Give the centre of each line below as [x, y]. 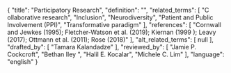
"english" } [23, 62]
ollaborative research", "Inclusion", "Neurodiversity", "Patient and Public [110, 17]
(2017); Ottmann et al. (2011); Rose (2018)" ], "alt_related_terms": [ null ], [111, 40]
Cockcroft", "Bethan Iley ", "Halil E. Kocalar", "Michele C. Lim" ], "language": [116, 54]
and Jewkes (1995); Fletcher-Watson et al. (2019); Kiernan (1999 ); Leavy [112, 32]
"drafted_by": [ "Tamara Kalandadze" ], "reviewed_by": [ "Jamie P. [102, 47]
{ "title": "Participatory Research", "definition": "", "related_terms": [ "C [108, 10]
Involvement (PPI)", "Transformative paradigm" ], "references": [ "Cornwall [114, 25]
